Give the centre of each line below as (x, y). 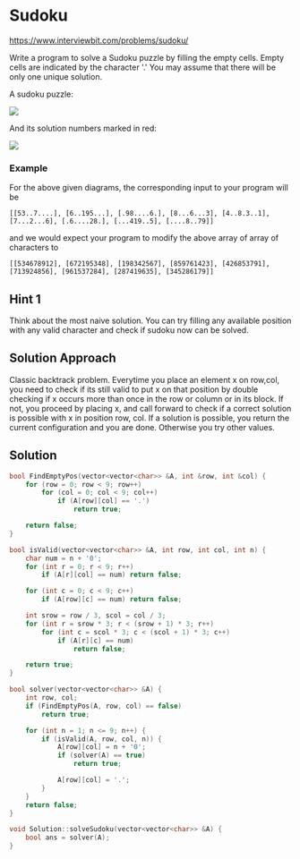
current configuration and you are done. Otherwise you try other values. (142, 427)
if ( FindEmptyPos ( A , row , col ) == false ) (103, 706)
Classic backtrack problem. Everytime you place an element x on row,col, (145, 379)
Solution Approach (63, 358)
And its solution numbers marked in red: (83, 128)
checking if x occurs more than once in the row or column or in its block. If (146, 398)
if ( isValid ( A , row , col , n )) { (102, 739)
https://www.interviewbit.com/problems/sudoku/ (99, 40)
